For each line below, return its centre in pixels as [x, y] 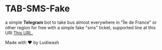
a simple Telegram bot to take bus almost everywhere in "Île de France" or [81, 22]
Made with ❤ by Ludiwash [32, 42]
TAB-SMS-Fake [38, 9]
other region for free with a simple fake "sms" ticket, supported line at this [81, 27]
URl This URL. [19, 33]
